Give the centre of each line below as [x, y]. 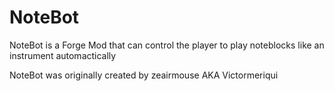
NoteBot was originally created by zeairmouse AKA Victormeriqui [144, 75]
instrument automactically [63, 55]
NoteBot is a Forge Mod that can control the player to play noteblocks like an [167, 45]
